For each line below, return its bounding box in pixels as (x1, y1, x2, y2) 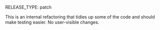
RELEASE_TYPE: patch (5, 4, 51, 10)
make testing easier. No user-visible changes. (5, 19, 99, 25)
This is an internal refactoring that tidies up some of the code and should (5, 14, 155, 19)
